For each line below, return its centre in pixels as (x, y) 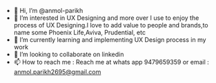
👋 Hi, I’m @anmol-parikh (48, 11)
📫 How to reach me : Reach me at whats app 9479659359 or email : (111, 62)
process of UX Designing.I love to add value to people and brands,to (111, 25)
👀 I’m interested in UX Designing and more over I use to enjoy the (106, 18)
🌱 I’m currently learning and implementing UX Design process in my (110, 40)
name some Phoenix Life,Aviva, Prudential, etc (80, 32)
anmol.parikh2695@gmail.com (57, 72)
